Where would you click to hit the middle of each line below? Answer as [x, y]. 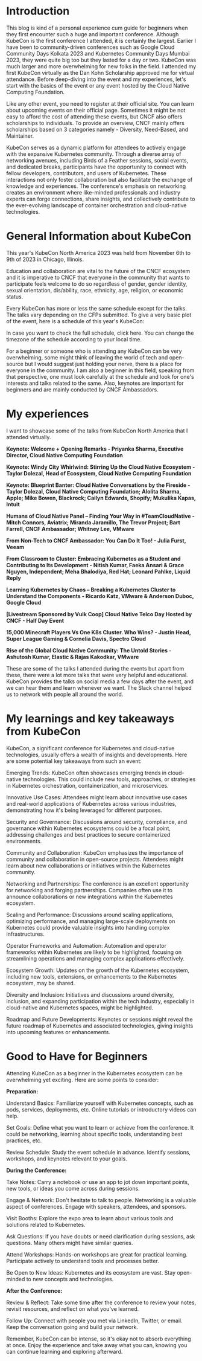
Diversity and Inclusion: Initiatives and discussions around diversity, [90, 994]
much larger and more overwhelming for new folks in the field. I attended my [101, 66]
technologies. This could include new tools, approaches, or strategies [109, 779]
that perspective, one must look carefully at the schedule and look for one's [100, 376]
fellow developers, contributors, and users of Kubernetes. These [87, 173]
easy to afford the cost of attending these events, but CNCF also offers [94, 117]
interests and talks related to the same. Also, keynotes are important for [95, 383]
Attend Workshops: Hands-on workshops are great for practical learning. [97, 1254]
